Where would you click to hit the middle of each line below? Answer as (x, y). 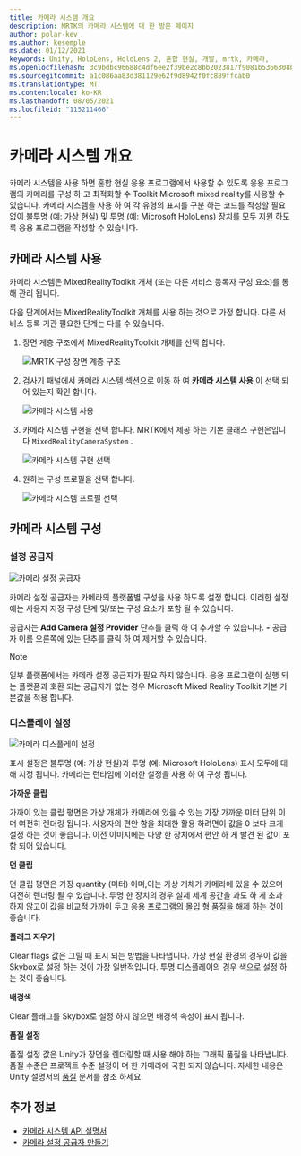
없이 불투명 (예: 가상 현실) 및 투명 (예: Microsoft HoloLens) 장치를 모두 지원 (142, 217)
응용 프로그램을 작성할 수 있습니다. (78, 228)
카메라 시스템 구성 (56, 529)
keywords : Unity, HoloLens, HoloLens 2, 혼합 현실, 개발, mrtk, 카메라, (139, 59)
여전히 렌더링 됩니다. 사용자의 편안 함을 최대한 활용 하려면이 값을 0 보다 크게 (151, 823)
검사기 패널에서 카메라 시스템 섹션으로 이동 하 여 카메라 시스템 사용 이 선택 (150, 380)
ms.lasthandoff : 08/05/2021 (62, 101)
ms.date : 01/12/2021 (48, 51)
